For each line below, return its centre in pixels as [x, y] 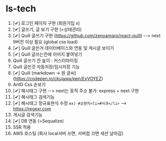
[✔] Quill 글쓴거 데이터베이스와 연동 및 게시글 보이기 [63, 48]
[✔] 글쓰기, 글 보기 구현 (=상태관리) [47, 29]
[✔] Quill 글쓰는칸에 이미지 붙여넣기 [48, 54]
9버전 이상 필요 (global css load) [45, 42]
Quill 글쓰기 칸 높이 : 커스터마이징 [45, 60]
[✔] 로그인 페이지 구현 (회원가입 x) [46, 23]
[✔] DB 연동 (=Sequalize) [38, 121]
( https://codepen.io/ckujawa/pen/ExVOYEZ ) [58, 78]
